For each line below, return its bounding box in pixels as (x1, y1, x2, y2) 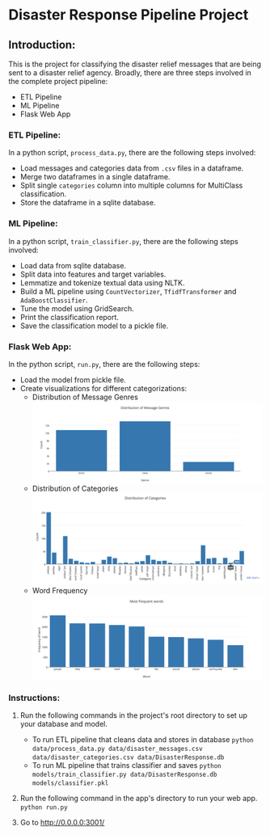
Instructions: (8, 692, 61, 703)
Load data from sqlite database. (19, 260, 127, 270)
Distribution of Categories (32, 483, 119, 494)
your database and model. (19, 719, 108, 728)
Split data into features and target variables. (19, 269, 167, 279)
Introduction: (8, 38, 76, 52)
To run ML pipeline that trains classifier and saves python (32, 760, 222, 770)
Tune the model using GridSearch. (19, 303, 135, 313)
